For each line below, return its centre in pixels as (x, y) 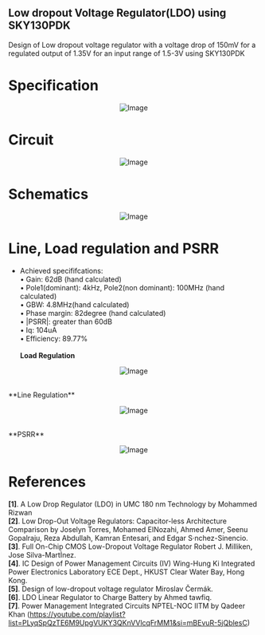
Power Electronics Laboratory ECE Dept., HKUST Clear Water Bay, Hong (127, 572)
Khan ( (19, 614)
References (47, 481)
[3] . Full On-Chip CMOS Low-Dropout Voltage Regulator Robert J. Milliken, (131, 546)
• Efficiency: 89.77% (54, 338)
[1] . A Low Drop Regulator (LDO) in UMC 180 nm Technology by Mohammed (132, 504)
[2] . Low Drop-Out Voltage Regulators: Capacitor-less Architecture (117, 521)
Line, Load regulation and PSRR (114, 248)
